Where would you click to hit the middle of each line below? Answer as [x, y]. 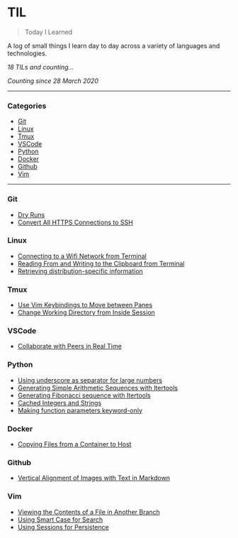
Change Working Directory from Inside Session [86, 312]
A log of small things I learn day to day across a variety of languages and [114, 45]
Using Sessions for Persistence [63, 527]
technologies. [27, 53]
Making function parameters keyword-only [80, 410]
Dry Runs [31, 214]
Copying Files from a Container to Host [74, 444]
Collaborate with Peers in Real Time [69, 346]
